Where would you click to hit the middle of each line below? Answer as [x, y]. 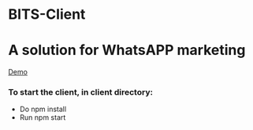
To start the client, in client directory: [81, 92]
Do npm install [43, 109]
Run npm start [43, 117]
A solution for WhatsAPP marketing [127, 51]
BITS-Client [47, 14]
